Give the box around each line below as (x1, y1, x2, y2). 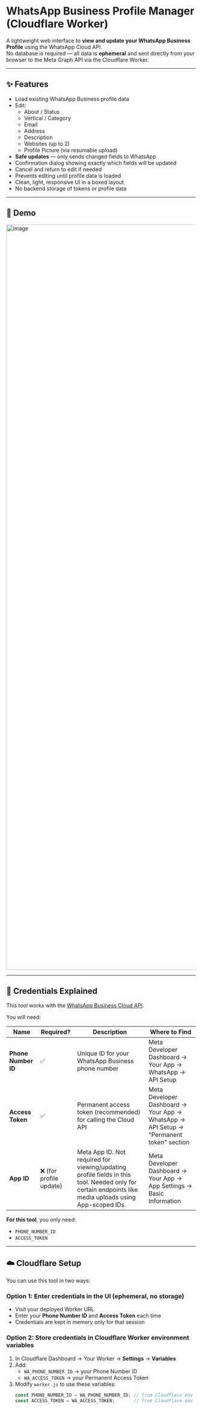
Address (23, 127, 45, 134)
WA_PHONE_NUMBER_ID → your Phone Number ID (23, 1367, 138, 1374)
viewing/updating (77, 1163, 126, 1171)
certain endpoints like (77, 1185, 138, 1194)
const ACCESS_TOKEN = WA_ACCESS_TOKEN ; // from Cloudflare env (14, 1397, 194, 1404)
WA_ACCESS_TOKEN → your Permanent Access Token (23, 1374, 149, 1381)
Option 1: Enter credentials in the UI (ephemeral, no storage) (6, 1292, 185, 1300)
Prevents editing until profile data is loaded (14, 172, 121, 179)
